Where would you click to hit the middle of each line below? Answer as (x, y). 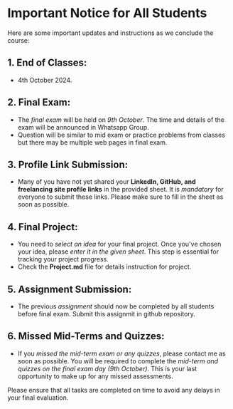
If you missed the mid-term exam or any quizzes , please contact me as (121, 353)
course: (18, 40)
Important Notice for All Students (107, 13)
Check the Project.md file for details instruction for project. (104, 267)
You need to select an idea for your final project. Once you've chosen (119, 244)
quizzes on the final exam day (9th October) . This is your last (107, 368)
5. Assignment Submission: (70, 289)
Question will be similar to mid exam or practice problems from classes (121, 135)
